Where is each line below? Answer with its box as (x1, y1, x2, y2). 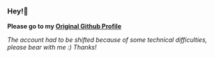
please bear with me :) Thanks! (7, 43, 97, 52)
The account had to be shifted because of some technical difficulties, (7, 36, 208, 44)
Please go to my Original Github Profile (7, 22, 122, 31)
